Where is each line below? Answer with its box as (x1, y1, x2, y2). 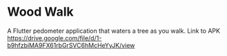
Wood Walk (7, 4, 74, 20)
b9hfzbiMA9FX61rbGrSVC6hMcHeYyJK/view (7, 41, 135, 49)
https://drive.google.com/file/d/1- (7, 33, 102, 42)
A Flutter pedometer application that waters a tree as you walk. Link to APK (7, 27, 221, 35)
